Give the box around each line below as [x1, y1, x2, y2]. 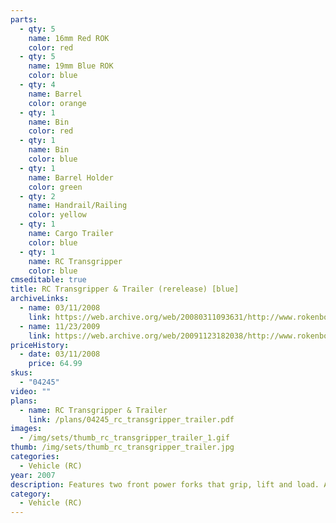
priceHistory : [10, 340, 70, 350]
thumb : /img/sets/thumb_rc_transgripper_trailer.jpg [10, 442, 235, 453]
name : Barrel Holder [28, 172, 114, 183]
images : [10, 424, 43, 434]
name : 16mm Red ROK [28, 33, 110, 43]
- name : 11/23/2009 [19, 321, 101, 331]
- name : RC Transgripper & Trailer [19, 405, 168, 415]
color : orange [28, 98, 87, 108]
